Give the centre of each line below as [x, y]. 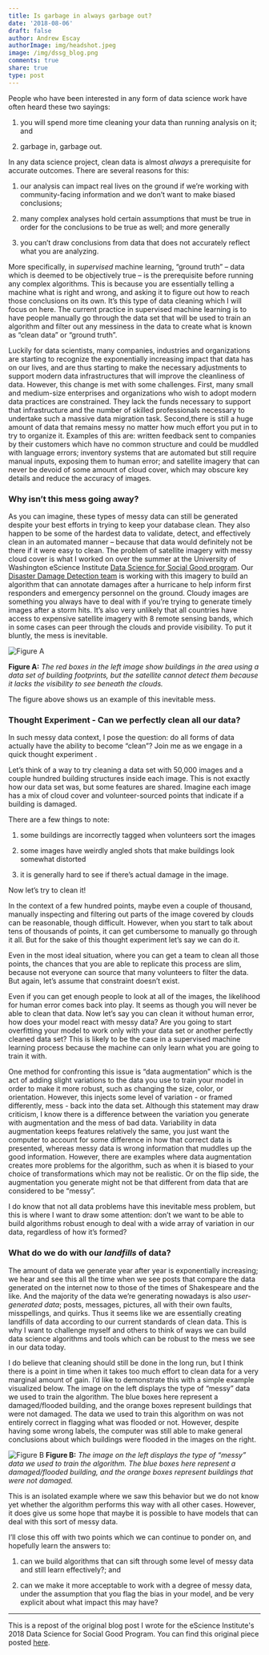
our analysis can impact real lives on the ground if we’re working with [134, 186]
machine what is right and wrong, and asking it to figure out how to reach [129, 292]
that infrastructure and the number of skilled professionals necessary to [127, 410]
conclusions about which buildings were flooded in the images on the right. [132, 1439]
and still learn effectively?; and [70, 1569]
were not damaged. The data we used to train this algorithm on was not [126, 1414]
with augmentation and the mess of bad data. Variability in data [112, 1123]
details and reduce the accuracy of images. [80, 478]
